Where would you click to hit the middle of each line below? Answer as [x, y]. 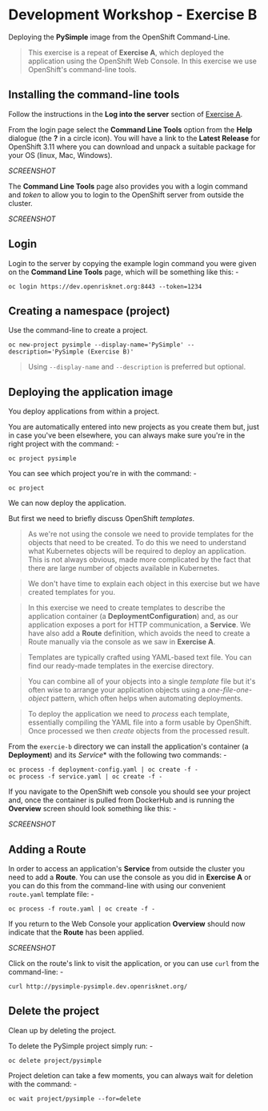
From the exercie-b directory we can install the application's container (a [128, 746]
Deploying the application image [91, 392]
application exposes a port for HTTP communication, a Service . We [139, 625]
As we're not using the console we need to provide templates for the [141, 534]
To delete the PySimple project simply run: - [81, 1046]
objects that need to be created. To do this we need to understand [137, 543]
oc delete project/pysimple [55, 1060]
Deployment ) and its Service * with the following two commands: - [118, 755]
